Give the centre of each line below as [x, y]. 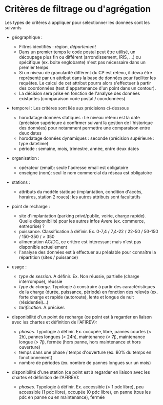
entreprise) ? [32, 226]
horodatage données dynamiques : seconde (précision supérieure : [87, 138]
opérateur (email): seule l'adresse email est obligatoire [74, 168]
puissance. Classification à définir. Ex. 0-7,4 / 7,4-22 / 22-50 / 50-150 [89, 231]
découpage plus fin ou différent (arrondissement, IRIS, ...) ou [80, 57]
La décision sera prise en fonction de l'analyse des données [79, 93]
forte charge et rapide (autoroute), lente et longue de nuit [76, 297]
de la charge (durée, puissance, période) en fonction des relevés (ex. [88, 292]
